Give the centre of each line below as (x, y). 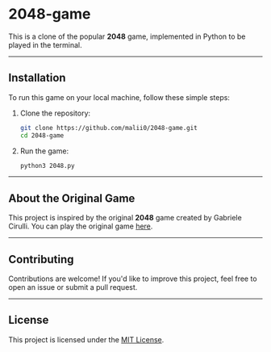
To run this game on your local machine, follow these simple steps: (119, 97)
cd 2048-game (42, 135)
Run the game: (44, 151)
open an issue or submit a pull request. (73, 287)
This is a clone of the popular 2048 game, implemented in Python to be (127, 36)
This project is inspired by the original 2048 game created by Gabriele (125, 218)
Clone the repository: (55, 113)
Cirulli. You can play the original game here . (81, 226)
